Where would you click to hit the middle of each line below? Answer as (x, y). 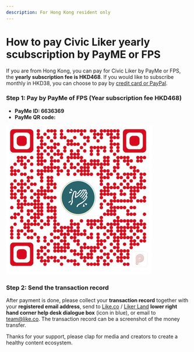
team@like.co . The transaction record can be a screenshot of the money (93, 319)
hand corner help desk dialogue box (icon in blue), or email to (81, 313)
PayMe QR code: (35, 117)
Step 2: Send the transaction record (57, 288)
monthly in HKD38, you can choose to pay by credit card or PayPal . (87, 83)
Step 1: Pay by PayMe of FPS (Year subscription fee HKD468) (94, 98)
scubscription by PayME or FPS (84, 54)
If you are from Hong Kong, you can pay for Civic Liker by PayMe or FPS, (94, 71)
